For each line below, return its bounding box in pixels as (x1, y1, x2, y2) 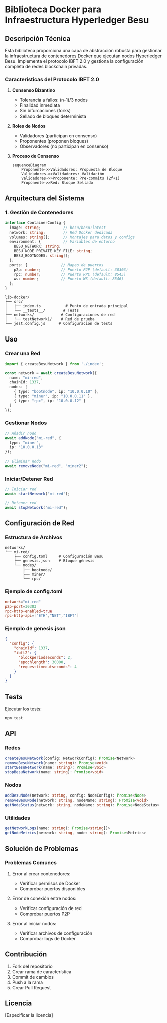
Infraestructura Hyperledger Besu (5, 14, 149, 26)
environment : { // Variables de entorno (9, 239, 115, 244)
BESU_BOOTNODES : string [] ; (14, 253, 70, 258)
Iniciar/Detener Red (5, 475, 53, 482)
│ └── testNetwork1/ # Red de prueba (5, 317, 95, 322)
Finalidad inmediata (19, 102, 60, 108)
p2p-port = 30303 (5, 604, 37, 609)
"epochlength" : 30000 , (18, 659, 66, 665)
